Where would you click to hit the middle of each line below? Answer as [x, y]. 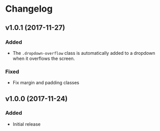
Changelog [29, 9]
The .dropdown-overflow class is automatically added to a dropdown [84, 53]
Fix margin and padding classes [46, 83]
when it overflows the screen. [44, 58]
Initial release [26, 124]
